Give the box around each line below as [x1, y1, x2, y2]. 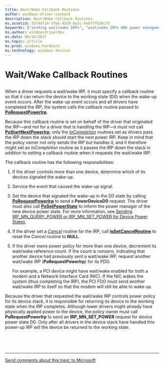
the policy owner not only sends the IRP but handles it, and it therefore [5, 140, 147, 146]
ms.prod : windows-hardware [5, 43, 60, 48]
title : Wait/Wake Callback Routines [5, 7, 80, 12]
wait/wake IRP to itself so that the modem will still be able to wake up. [12, 284, 152, 290]
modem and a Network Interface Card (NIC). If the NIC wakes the [12, 273, 143, 279]
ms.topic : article [5, 39, 42, 44]
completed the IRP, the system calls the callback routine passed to [5, 104, 139, 110]
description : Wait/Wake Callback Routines [5, 16, 93, 21]
